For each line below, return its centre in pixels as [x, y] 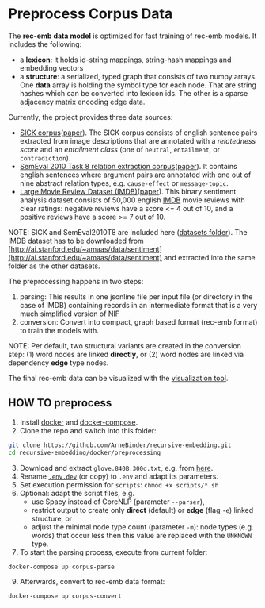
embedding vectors [51, 67]
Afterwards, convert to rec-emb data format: [92, 582]
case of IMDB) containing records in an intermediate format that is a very [138, 305]
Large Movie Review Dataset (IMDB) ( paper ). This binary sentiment [128, 191]
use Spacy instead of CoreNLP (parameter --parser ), [118, 502]
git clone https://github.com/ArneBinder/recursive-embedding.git [120, 445]
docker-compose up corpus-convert [65, 596]
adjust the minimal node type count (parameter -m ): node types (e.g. [142, 527]
